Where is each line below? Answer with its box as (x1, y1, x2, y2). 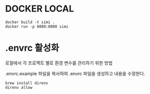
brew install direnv (5, 80, 49, 85)
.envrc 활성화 (5, 42, 59, 54)
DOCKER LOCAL (5, 3, 74, 15)
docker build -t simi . (5, 20, 55, 25)
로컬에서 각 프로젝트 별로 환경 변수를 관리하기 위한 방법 (5, 60, 113, 66)
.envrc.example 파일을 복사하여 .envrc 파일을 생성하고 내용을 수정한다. (5, 70, 145, 76)
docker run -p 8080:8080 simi (5, 24, 69, 29)
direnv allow (5, 85, 33, 90)
